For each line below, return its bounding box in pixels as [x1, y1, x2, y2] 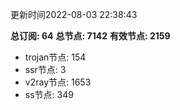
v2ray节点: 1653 [24, 76, 92, 88]
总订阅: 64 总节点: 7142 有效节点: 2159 [10, 30, 171, 42]
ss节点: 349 [24, 89, 74, 100]
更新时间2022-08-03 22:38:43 [10, 9, 138, 20]
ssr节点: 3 [24, 64, 67, 75]
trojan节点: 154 [24, 51, 87, 63]
